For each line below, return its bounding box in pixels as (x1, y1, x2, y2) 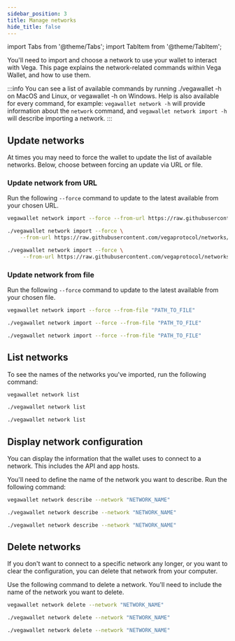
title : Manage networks (7, 17, 77, 24)
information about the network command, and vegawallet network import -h (7, 106, 227, 116)
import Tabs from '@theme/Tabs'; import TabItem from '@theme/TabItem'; (7, 43, 222, 51)
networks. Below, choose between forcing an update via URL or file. (7, 160, 203, 169)
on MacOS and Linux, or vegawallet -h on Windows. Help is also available (7, 92, 219, 100)
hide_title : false (7, 23, 61, 30)
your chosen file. (7, 294, 56, 302)
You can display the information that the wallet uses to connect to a (7, 455, 201, 463)
